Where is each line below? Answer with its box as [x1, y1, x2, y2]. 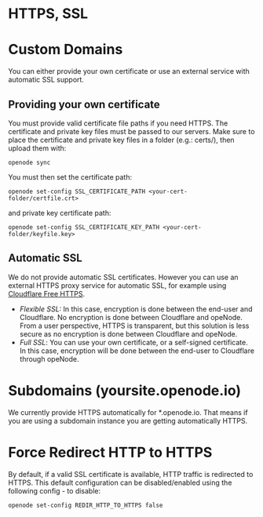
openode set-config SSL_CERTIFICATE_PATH [8, 188, 146, 195]
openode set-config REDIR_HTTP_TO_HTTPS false [8, 501, 163, 509]
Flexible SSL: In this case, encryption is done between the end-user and [19, 304, 253, 314]
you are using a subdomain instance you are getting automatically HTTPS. [8, 416, 248, 425]
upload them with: [8, 143, 67, 153]
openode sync [8, 158, 51, 166]
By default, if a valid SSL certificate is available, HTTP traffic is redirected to [8, 469, 254, 479]
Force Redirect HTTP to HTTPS [8, 443, 213, 461]
